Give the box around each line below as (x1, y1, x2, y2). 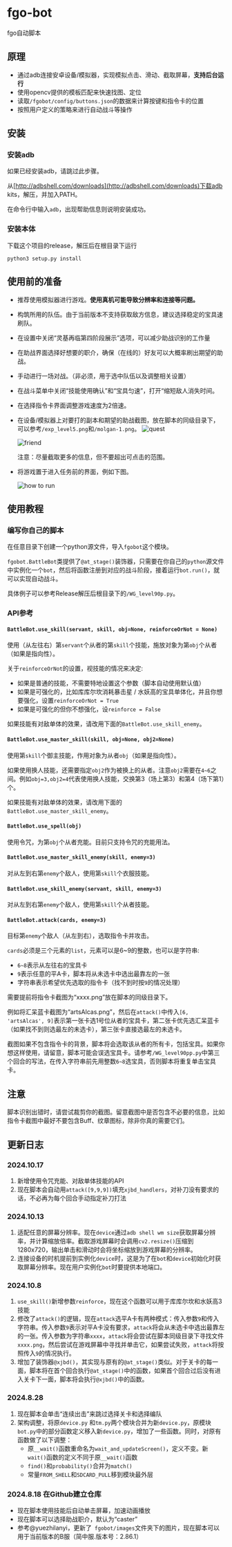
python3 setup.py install (7, 255, 81, 262)
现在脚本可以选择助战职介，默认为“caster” (17, 1515, 138, 1523)
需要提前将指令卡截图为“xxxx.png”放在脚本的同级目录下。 (7, 993, 172, 1002)
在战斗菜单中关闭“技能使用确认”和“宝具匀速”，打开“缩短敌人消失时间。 (17, 386, 219, 394)
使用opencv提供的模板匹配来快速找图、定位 (17, 88, 142, 96)
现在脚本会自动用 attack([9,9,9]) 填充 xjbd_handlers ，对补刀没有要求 (17, 1185, 213, 1194)
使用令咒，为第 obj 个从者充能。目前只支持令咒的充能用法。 (7, 837, 174, 846)
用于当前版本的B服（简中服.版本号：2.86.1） (17, 1532, 143, 1541)
